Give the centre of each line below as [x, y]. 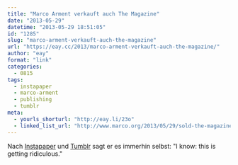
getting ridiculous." [35, 154]
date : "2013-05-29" [36, 21]
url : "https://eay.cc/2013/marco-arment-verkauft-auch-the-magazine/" [114, 47]
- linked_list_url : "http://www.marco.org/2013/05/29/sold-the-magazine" [125, 126]
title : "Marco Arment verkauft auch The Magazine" [84, 14]
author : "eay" [28, 54]
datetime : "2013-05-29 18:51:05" [57, 27]
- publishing [33, 100]
